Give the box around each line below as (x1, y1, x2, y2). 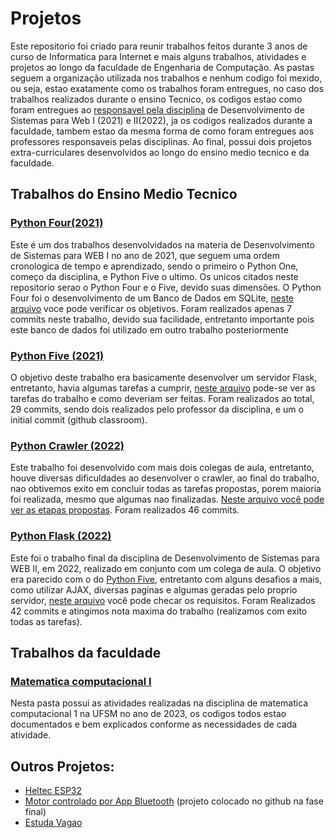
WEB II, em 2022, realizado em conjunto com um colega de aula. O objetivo (10, 562, 322, 574)
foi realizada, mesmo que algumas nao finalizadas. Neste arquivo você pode (10, 493, 325, 506)
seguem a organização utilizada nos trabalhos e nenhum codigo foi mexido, (10, 72, 323, 84)
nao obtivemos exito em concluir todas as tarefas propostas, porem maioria (10, 483, 322, 495)
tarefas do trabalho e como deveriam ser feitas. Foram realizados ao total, (10, 392, 315, 404)
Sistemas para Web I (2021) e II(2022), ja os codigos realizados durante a (10, 114, 313, 126)
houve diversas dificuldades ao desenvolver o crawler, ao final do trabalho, (10, 472, 320, 484)
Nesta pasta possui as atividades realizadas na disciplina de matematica (10, 697, 309, 709)
